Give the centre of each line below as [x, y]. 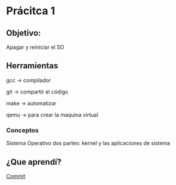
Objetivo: [24, 33]
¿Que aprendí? [34, 162]
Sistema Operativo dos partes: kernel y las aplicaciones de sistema [88, 143]
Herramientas [32, 66]
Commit [16, 176]
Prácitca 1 [31, 11]
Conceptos [23, 130]
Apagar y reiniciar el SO [35, 47]
